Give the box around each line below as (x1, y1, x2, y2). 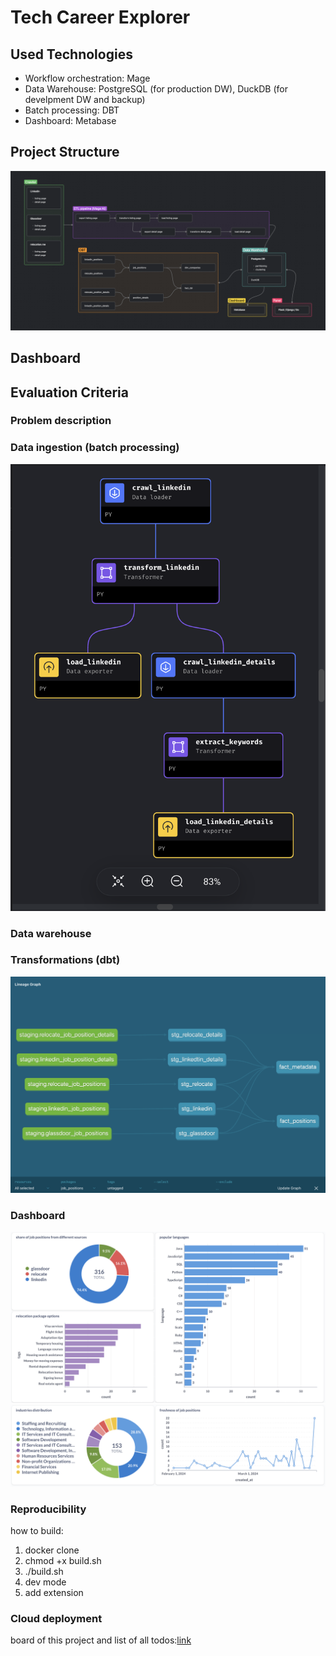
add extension (24, 1586, 84, 1598)
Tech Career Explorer (10, 6, 191, 29)
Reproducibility (10, 1502, 87, 1516)
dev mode (24, 1576, 67, 1588)
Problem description (10, 414, 112, 428)
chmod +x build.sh (24, 1554, 102, 1566)
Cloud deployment (10, 1611, 103, 1625)
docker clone (24, 1544, 80, 1556)
